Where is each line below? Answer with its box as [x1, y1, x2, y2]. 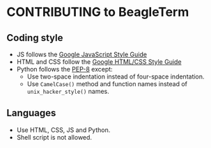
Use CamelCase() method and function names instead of [26, 80, 187, 88]
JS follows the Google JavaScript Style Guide [16, 50, 148, 58]
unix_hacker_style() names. [26, 88, 109, 95]
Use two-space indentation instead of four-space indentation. [26, 72, 205, 81]
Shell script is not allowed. [16, 133, 92, 141]
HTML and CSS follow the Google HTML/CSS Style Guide [16, 58, 182, 66]
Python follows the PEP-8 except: [16, 65, 113, 73]
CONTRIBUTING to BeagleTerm [6, 4, 189, 20]
